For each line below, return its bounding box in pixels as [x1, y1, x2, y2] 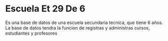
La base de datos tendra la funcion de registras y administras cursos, [5, 24, 150, 30]
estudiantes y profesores [5, 30, 57, 36]
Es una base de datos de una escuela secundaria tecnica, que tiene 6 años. [5, 19, 163, 25]
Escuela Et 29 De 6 [5, 3, 85, 14]
